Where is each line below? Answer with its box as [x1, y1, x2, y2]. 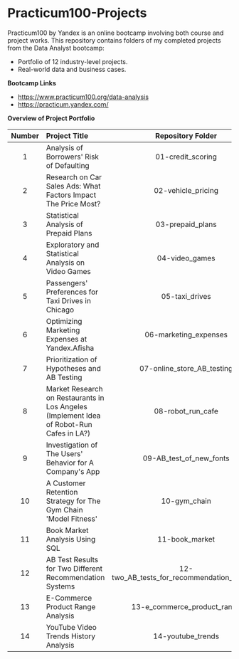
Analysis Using [46, 534, 96, 544]
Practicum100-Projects [7, 5, 147, 21]
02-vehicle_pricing [154, 185, 219, 195]
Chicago [46, 305, 75, 315]
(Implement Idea [46, 411, 101, 421]
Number [11, 130, 39, 140]
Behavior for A [46, 458, 95, 468]
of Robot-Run [46, 419, 92, 429]
